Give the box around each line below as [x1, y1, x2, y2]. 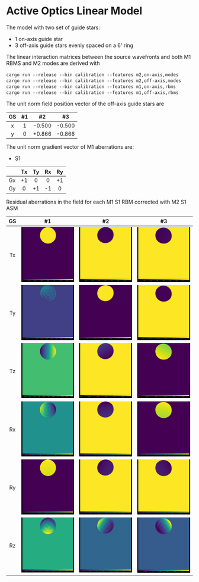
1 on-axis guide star [14, 35, 63, 42]
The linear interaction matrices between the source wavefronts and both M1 [6, 53, 191, 60]
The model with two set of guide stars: [6, 24, 101, 31]
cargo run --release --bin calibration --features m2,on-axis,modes [6, 71, 179, 78]
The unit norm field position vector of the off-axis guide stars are [6, 100, 165, 107]
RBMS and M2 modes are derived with [6, 60, 100, 67]
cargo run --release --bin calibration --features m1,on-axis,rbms [6, 83, 176, 90]
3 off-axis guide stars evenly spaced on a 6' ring [14, 42, 133, 49]
